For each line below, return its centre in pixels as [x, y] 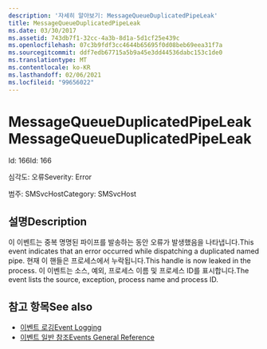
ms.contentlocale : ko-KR [49, 68]
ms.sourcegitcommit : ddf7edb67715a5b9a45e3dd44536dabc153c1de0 [116, 53]
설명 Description [48, 221]
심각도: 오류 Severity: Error [50, 177]
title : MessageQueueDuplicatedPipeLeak [75, 23]
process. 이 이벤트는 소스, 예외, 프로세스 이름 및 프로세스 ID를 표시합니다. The [129, 271]
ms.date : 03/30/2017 [43, 30]
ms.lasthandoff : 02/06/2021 [55, 75]
